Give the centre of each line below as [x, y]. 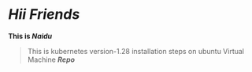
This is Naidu [30, 36]
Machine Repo [51, 59]
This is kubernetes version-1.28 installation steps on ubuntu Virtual [135, 51]
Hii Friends [44, 14]
